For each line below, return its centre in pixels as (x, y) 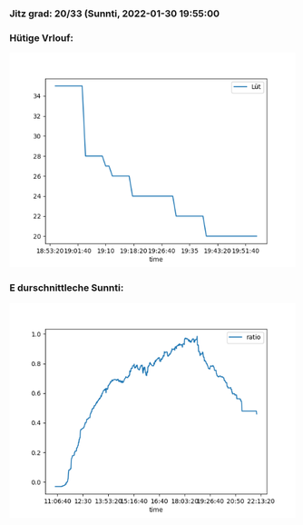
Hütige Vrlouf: (42, 37)
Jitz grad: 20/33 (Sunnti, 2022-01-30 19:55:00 (115, 14)
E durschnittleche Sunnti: (67, 288)
